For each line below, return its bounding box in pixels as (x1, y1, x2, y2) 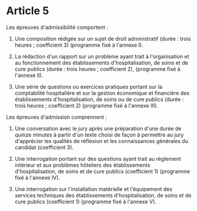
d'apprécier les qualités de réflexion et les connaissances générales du (14, 137, 188, 144)
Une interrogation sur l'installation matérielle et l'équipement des (14, 185, 173, 193)
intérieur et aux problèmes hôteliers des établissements (14, 161, 151, 168)
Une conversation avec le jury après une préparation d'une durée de (14, 125, 182, 132)
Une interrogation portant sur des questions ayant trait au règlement (14, 155, 182, 162)
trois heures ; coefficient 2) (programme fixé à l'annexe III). (14, 102, 159, 109)
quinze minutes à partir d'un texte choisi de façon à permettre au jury (14, 131, 184, 138)
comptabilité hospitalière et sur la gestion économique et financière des (14, 89, 190, 96)
